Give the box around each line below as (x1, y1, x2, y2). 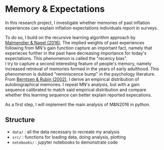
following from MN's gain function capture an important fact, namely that (5, 45, 153, 51)
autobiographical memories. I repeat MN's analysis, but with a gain (5, 81, 140, 87)
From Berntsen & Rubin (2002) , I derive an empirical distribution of (5, 76, 140, 82)
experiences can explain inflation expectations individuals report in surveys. (5, 25, 158, 30)
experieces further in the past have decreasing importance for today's (5, 50, 147, 56)
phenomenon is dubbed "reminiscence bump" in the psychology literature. (5, 71, 156, 77)
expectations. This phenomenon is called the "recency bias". (5, 55, 128, 61)
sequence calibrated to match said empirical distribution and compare (5, 87, 146, 92)
